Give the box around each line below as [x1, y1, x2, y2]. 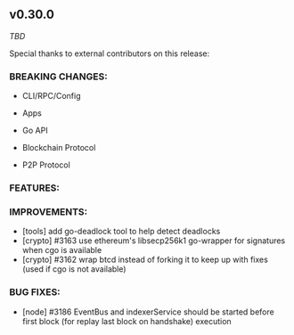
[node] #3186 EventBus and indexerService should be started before [21, 306, 274, 317]
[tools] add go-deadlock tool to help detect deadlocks [21, 226, 221, 237]
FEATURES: [9, 182, 61, 194]
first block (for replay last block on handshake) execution [21, 315, 232, 326]
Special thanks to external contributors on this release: [9, 48, 210, 59]
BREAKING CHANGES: [9, 70, 109, 83]
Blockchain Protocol [21, 143, 96, 153]
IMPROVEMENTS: [9, 205, 87, 217]
